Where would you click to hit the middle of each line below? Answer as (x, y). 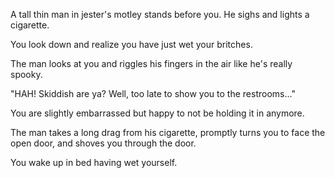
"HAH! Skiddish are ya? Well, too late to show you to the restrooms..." (153, 93)
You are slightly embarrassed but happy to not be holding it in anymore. (157, 113)
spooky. (26, 74)
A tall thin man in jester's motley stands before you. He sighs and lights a (160, 14)
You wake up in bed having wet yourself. (94, 162)
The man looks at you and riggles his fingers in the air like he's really (151, 63)
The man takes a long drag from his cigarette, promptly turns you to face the (168, 132)
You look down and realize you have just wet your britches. (131, 44)
